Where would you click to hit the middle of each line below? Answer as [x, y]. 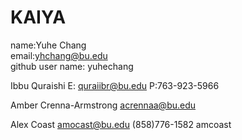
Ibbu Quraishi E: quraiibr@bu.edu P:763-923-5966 [115, 85]
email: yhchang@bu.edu [59, 55]
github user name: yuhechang [72, 66]
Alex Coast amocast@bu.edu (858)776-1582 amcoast [121, 124]
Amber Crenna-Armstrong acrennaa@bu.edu [103, 105]
